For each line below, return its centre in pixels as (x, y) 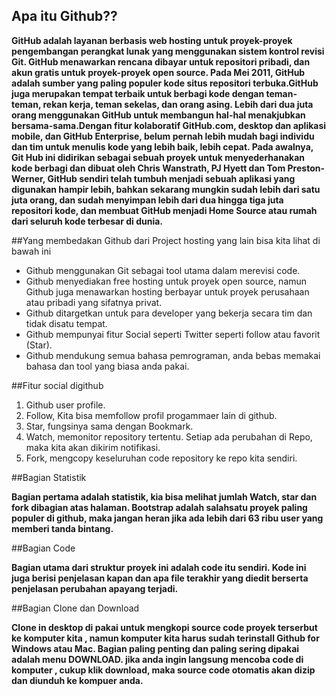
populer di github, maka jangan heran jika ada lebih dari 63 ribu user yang (167, 518)
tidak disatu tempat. (66, 323)
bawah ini (31, 251)
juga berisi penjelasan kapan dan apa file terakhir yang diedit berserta (160, 578)
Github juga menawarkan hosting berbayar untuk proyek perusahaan (167, 291)
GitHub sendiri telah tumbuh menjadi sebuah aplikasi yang (171, 178)
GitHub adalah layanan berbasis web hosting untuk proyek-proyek (152, 40)
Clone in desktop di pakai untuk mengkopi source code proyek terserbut (164, 627)
